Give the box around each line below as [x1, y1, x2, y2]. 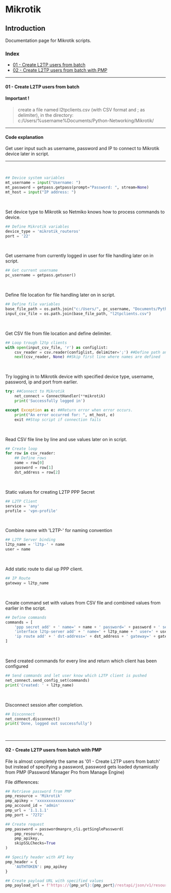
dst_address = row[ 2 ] [14, 470, 60, 475]
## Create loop [5, 446, 38, 451]
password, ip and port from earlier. [5, 379, 78, 385]
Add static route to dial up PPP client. [5, 566, 83, 572]
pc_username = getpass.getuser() [5, 273, 76, 278]
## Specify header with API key [5, 855, 74, 860]
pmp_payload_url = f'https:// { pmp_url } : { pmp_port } [5, 883, 115, 888]
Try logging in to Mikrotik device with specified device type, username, [5, 374, 154, 380]
